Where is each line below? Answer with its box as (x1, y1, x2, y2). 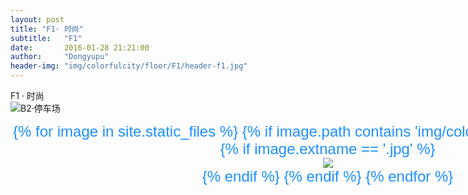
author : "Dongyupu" (10, 52, 110, 62)
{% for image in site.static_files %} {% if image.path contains (13, 122, 412, 140)
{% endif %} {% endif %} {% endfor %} (201, 167, 454, 185)
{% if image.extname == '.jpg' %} (219, 140, 436, 158)
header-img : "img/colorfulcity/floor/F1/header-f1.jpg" (10, 61, 248, 71)
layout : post (10, 14, 65, 25)
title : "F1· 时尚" (10, 24, 84, 34)
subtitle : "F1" (10, 33, 83, 43)
